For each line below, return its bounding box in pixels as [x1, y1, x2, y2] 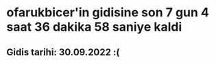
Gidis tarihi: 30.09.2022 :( [6, 46, 120, 58]
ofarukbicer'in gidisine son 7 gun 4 [6, 5, 210, 20]
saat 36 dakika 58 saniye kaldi [6, 19, 182, 35]
